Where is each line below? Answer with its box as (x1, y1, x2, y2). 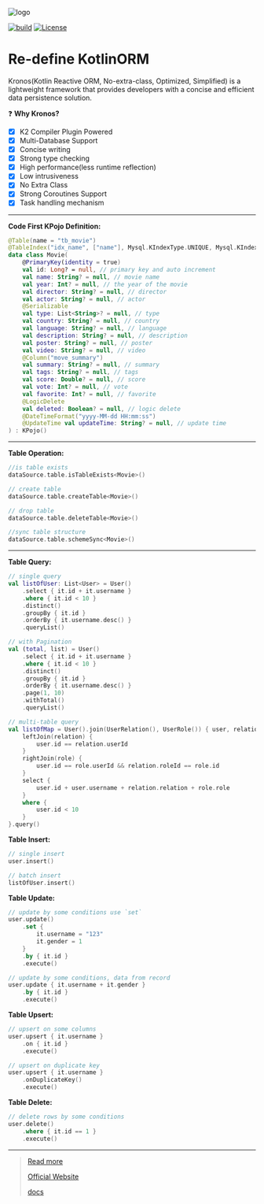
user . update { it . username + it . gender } (8, 981, 146, 989)
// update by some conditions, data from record (8, 973, 170, 982)
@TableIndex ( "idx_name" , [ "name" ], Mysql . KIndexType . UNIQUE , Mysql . (8, 244, 237, 252)
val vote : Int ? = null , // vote (22, 383, 128, 391)
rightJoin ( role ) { (22, 754, 82, 763)
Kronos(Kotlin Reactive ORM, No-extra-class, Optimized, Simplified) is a (8, 76, 241, 86)
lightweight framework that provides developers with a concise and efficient (8, 84, 255, 94)
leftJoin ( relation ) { (22, 732, 93, 740)
